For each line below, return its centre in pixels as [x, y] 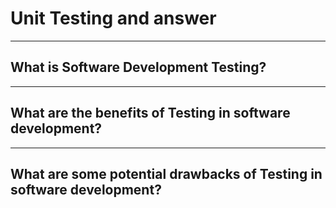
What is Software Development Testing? [138, 67]
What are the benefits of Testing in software [150, 113]
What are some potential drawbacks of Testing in [166, 173]
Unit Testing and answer [113, 18]
